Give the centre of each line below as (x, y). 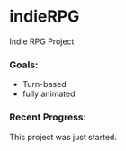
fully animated (49, 94)
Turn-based (44, 84)
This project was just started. (63, 137)
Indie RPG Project (42, 41)
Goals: (24, 65)
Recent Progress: (48, 117)
